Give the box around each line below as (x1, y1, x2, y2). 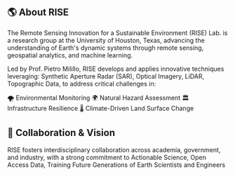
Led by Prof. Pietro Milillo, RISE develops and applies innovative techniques (7, 65, 224, 73)
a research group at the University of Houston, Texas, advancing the (7, 36, 205, 44)
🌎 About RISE (7, 6, 69, 18)
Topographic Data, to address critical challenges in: (7, 79, 156, 88)
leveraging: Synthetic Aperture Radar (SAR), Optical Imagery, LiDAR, (7, 72, 205, 80)
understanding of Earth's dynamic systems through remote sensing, (7, 43, 204, 52)
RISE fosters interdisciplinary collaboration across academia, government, (7, 145, 221, 154)
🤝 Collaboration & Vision (7, 127, 116, 139)
